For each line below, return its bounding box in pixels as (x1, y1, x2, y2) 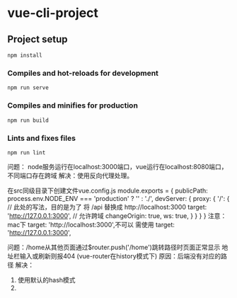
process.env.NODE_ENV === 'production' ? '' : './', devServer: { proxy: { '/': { (7, 194, 230, 202)
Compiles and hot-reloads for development (7, 68, 159, 78)
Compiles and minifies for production (7, 101, 138, 110)
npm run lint (7, 149, 46, 156)
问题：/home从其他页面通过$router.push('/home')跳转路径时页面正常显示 (7, 243, 221, 251)
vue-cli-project (7, 5, 99, 21)
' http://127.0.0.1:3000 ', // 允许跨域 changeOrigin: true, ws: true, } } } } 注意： (7, 211, 227, 220)
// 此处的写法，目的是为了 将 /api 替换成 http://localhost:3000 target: (7, 202, 207, 211)
